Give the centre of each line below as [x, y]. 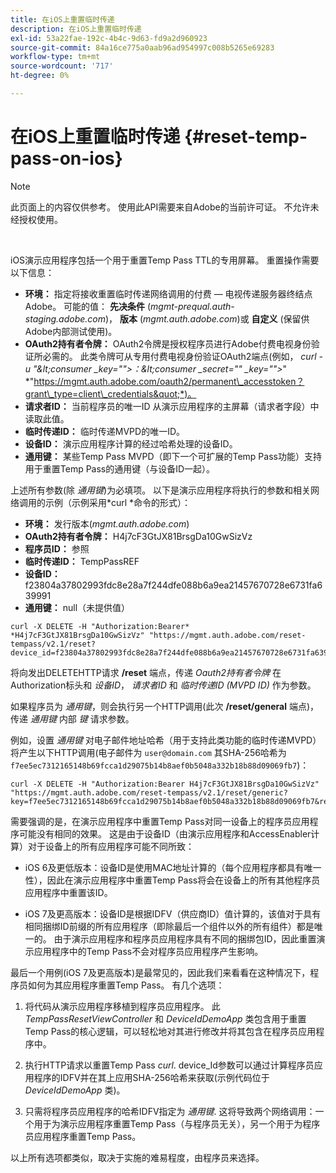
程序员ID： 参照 [57, 548]
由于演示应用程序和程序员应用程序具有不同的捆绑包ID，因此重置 [185, 938]
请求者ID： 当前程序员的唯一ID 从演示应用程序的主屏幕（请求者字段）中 [172, 406]
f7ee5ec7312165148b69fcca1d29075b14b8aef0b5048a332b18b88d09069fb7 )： [160, 765]
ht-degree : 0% [40, 76]
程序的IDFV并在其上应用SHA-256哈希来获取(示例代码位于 [151, 1077]
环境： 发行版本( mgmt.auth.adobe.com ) [107, 523]
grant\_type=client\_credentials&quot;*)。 [110, 393]
